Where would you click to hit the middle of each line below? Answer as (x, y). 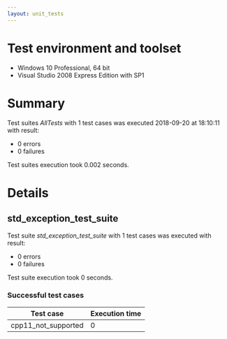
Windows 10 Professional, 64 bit (64, 68)
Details (28, 193)
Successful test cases (46, 296)
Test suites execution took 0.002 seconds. (68, 164)
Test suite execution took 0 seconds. (60, 277)
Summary (36, 103)
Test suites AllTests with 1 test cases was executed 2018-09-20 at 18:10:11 (113, 122)
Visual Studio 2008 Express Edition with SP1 (81, 75)
